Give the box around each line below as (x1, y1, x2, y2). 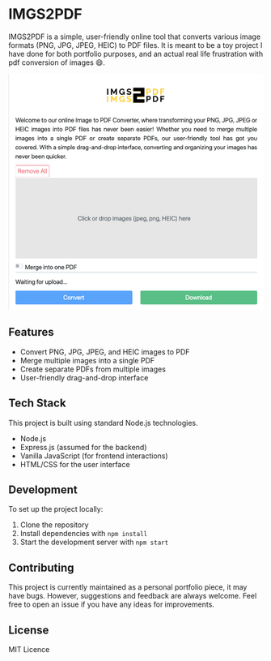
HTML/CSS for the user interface (19, 459, 131, 469)
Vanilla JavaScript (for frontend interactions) (19, 451, 168, 461)
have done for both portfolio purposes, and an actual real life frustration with (8, 49, 264, 58)
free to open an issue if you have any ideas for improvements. (8, 599, 214, 609)
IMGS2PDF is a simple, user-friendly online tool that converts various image (8, 32, 261, 41)
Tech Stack (8, 397, 66, 410)
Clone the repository (19, 520, 89, 530)
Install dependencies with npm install (19, 529, 148, 539)
